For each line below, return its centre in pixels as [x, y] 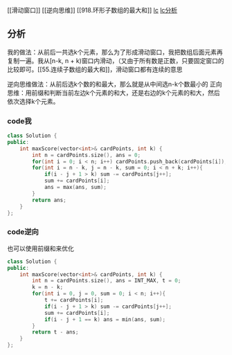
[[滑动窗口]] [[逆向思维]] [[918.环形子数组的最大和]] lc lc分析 [92, 10]
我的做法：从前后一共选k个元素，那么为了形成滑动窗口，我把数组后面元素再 [115, 52]
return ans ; [50, 200]
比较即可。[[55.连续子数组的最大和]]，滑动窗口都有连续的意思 [95, 69]
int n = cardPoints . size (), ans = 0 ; [86, 155]
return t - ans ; [55, 332]
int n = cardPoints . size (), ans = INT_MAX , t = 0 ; [107, 281]
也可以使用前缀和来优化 [41, 248]
